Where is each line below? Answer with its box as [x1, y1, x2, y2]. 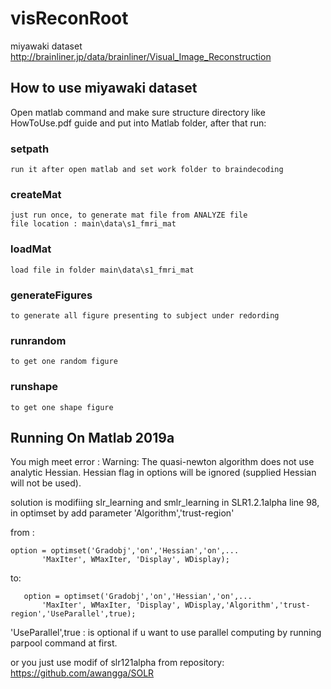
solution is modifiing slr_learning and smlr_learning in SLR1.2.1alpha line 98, [10, 497, 320, 509]
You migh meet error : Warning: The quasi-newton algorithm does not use [10, 456, 315, 468]
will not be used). [10, 477, 82, 489]
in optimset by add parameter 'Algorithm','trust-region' [10, 507, 235, 519]
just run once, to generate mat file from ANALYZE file [10, 210, 248, 221]
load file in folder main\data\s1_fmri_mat [10, 265, 195, 275]
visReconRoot [10, 7, 129, 30]
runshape [10, 380, 58, 394]
